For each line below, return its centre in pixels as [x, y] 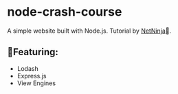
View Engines [36, 83]
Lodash [28, 68]
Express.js [32, 76]
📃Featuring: [33, 52]
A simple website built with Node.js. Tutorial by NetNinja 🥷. [89, 31]
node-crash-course [65, 12]
